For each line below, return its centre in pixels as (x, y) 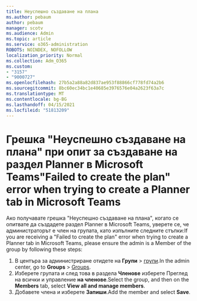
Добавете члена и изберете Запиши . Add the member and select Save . (103, 292)
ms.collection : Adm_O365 (36, 61)
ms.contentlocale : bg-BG (36, 99)
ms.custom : (19, 66)
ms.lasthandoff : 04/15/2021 (41, 105)
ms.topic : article (29, 39)
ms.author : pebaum (29, 17)
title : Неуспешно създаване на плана (52, 11)
